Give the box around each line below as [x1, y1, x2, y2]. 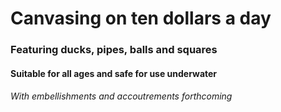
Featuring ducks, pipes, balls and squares [10, 43, 218, 57]
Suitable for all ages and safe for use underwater [10, 67, 218, 79]
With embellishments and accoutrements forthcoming [10, 90, 233, 102]
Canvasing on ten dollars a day [10, 7, 272, 30]
